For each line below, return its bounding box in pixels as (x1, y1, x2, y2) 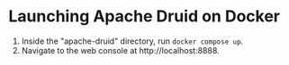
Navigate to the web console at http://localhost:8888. (21, 45, 220, 55)
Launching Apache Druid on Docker (8, 6, 281, 27)
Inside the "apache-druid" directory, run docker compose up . (21, 36, 244, 46)
